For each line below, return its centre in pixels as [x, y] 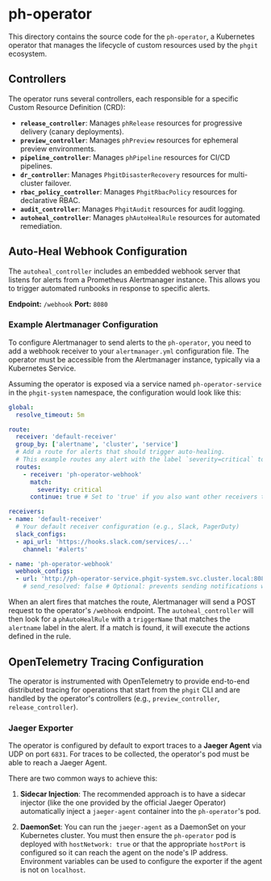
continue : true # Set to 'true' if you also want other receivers [144, 497]
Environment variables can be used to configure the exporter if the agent [141, 862]
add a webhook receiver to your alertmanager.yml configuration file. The [129, 351]
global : [21, 407]
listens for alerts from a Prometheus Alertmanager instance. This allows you [134, 279]
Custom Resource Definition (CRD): [67, 107]
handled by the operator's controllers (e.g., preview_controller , [114, 698]
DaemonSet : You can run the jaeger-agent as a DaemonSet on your [133, 827]
